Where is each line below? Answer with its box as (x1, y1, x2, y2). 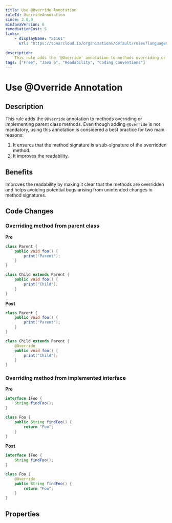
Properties (5, 510, 40, 518)
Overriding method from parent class (5, 222, 100, 229)
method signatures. (5, 192, 47, 199)
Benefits (5, 167, 33, 177)
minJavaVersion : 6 (5, 21, 45, 27)
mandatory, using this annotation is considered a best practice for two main (5, 126, 165, 133)
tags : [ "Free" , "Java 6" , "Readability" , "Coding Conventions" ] (5, 60, 145, 65)
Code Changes (5, 207, 54, 215)
